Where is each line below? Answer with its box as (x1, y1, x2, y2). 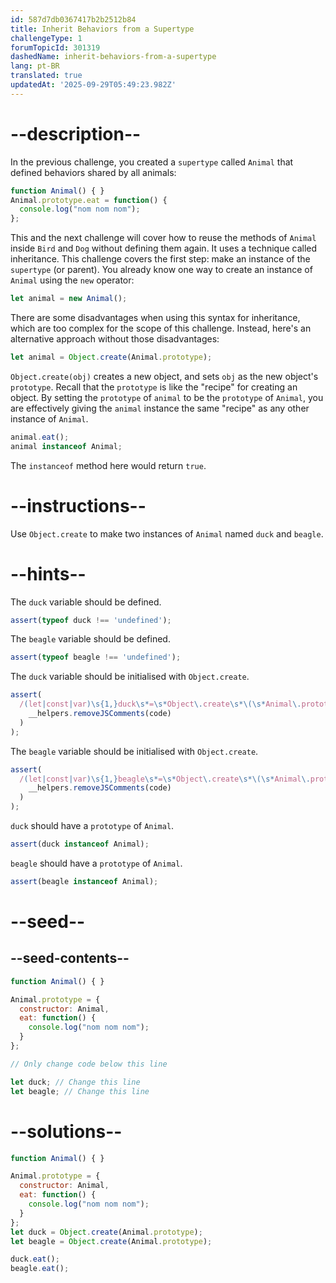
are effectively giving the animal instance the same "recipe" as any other (10, 402, 310, 414)
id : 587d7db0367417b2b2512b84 (10, 14, 137, 25)
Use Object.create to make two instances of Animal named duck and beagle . (10, 527, 324, 540)
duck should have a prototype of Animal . (10, 820, 175, 832)
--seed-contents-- (10, 950, 130, 967)
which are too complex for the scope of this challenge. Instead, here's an (10, 322, 312, 335)
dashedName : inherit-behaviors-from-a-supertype (10, 52, 217, 62)
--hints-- (10, 562, 87, 585)
